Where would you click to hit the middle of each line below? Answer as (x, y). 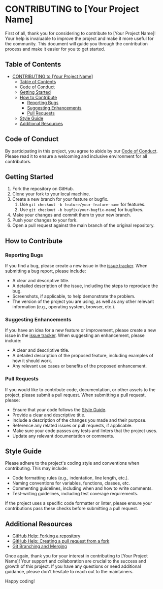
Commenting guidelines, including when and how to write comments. (82, 488)
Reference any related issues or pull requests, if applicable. (72, 425)
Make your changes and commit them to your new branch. (72, 215)
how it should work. (32, 361)
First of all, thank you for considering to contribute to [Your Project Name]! (81, 33)
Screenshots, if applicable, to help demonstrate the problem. (74, 296)
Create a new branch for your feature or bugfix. (60, 199)
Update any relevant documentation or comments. (63, 436)
